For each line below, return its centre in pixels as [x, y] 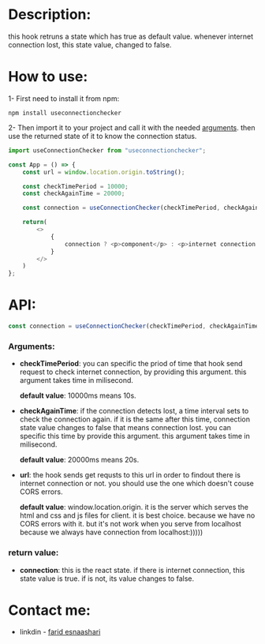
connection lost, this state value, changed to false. [90, 44]
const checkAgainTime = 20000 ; [74, 194]
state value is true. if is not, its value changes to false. [107, 578]
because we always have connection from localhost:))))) [111, 532]
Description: [50, 15]
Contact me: [49, 610]
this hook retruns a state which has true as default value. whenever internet [131, 36]
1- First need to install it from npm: [64, 98]
